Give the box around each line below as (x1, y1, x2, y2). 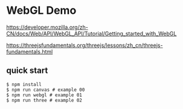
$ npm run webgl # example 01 (6, 92, 83, 98)
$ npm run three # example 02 (6, 97, 83, 103)
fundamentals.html (6, 48, 53, 55)
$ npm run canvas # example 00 (6, 87, 85, 93)
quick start (6, 66, 48, 76)
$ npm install (6, 81, 42, 87)
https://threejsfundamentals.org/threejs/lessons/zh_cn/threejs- (6, 42, 163, 49)
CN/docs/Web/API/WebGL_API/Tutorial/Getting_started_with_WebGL (6, 30, 177, 37)
